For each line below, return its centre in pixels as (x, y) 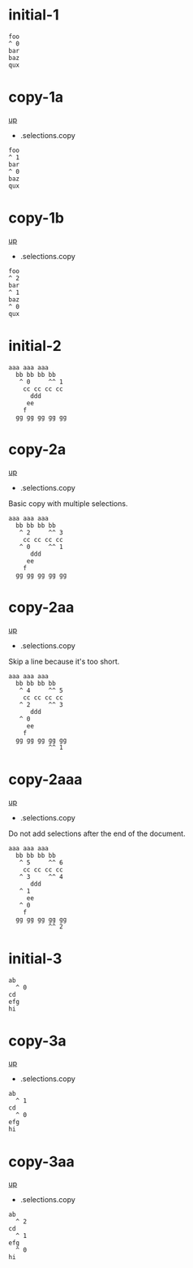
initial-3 (35, 958)
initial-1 (34, 15)
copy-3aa (42, 1161)
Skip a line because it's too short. (64, 661)
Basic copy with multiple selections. (68, 503)
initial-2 (35, 346)
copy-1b (36, 218)
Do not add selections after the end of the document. (97, 833)
